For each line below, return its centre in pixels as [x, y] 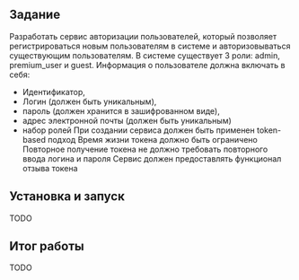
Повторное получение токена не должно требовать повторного [145, 149]
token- [269, 130]
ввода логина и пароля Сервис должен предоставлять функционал [152, 158]
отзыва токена [50, 168]
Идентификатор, [53, 92]
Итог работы [47, 246]
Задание [35, 15]
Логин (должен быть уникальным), [89, 101]
